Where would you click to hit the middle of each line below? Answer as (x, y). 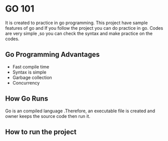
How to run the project (41, 132)
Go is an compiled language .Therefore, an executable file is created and (80, 111)
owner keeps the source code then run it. (48, 116)
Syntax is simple (29, 72)
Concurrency (26, 83)
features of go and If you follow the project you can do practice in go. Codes (84, 28)
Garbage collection (32, 77)
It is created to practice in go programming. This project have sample (76, 23)
